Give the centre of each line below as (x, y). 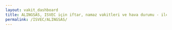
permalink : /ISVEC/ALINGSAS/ (36, 19)
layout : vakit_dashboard (32, 10)
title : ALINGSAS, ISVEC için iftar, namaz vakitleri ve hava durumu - (82, 15)
